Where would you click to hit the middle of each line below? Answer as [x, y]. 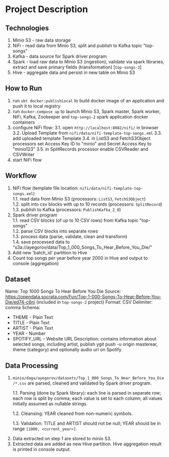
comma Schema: [23, 308]
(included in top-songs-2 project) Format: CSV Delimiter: [94, 302]
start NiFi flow [27, 160]
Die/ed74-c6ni [20, 302]
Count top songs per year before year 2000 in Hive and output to [80, 258]
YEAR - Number [29, 333]
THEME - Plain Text [33, 317]
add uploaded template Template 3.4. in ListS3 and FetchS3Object [81, 138]
